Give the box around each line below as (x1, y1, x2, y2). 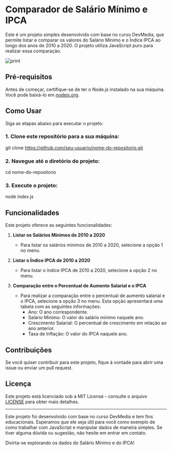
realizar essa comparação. (5, 48, 61, 54)
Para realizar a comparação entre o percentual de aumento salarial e (20, 292, 165, 299)
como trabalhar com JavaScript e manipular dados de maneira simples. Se (5, 424, 163, 430)
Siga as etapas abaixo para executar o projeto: (5, 120, 103, 126)
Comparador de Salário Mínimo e (5, 4, 148, 15)
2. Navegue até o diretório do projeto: (5, 158, 100, 165)
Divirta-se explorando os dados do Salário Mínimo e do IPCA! (5, 440, 135, 446)
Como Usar (5, 107, 42, 115)
